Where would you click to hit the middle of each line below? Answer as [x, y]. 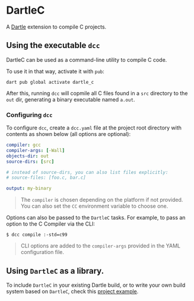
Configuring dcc [29, 115]
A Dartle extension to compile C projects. [56, 27]
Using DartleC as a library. [55, 271]
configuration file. [42, 252]
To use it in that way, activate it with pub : [55, 71]
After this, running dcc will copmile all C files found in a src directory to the [97, 93]
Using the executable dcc [53, 45]
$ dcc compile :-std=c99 [37, 235]
